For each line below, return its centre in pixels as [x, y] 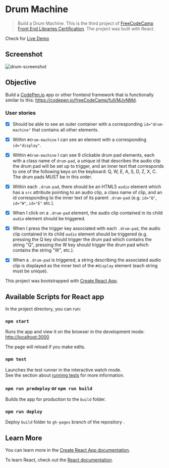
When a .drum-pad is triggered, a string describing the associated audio [87, 260]
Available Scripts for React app [55, 297]
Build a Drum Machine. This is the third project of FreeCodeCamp [86, 23]
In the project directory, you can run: [43, 309]
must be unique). [30, 271]
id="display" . [27, 145]
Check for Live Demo [27, 38]
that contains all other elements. [65, 129]
